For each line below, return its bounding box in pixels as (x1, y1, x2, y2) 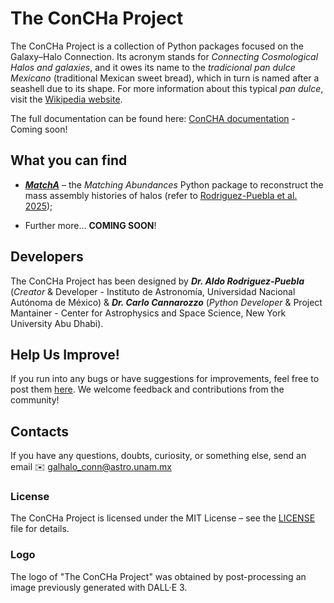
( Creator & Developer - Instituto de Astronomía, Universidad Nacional (10, 285, 296, 297)
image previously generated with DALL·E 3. (10, 581, 188, 593)
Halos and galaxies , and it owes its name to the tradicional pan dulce (10, 61, 296, 73)
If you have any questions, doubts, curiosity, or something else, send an (10, 450, 307, 462)
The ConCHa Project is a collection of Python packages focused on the (10, 40, 304, 52)
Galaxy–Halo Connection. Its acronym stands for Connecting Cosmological (10, 50, 319, 62)
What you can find (10, 152, 128, 169)
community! (10, 394, 60, 406)
